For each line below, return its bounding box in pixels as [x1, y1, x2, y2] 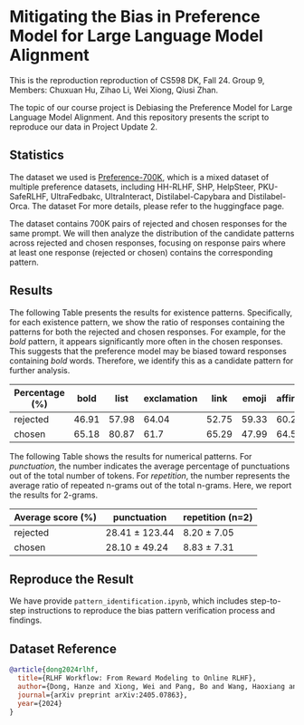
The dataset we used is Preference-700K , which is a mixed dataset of [9, 171, 270, 182]
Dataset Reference [9, 641, 118, 656]
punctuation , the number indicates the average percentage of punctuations [9, 460, 290, 471]
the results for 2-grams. [9, 489, 98, 500]
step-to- [250, 595, 281, 606]
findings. [9, 614, 43, 626]
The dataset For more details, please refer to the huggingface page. [31, 200, 285, 211]
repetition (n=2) [183, 510, 253, 523]
